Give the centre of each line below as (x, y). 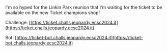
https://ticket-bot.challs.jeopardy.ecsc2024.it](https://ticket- (80, 38)
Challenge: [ (18, 22)
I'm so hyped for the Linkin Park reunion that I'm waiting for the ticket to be (84, 7)
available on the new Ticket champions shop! (53, 13)
